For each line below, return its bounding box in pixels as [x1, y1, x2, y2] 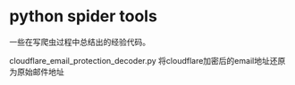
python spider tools [9, 6, 158, 27]
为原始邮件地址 [9, 66, 64, 77]
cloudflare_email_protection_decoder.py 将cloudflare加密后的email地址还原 [9, 55, 286, 66]
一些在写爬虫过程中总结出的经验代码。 [9, 36, 150, 47]
